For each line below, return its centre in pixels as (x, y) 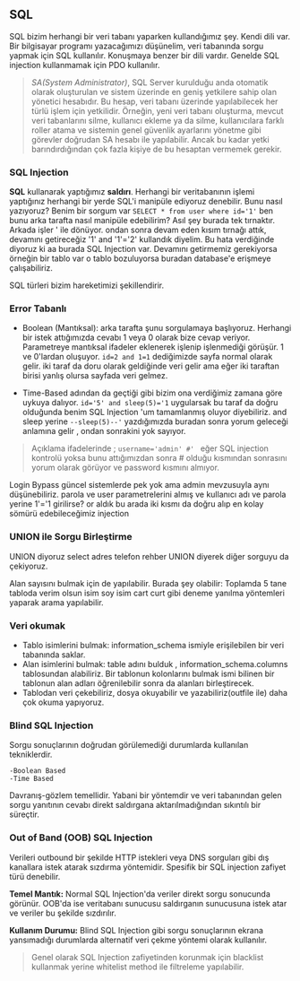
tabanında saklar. (54, 655)
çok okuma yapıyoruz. (63, 702)
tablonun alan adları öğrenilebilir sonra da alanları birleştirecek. (138, 683)
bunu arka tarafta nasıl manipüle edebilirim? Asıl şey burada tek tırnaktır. (142, 221)
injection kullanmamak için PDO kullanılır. (85, 65)
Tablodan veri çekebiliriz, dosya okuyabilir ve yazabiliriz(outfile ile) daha (155, 693)
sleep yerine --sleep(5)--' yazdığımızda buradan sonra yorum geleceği (155, 421)
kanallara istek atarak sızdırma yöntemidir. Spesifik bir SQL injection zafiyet (148, 867)
